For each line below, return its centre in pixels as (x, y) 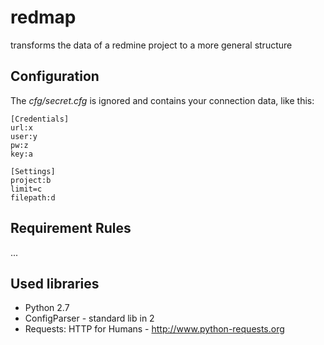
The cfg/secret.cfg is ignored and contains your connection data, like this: (162, 100)
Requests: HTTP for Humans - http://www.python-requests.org (154, 329)
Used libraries (55, 283)
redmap (43, 17)
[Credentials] (40, 119)
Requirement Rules (71, 228)
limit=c (26, 189)
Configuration (55, 76)
